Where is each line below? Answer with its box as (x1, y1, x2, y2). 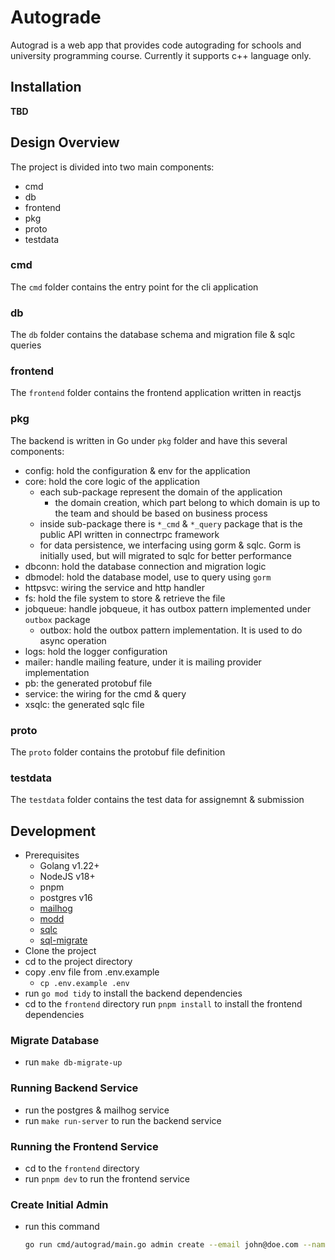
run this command (24, 1221, 100, 1233)
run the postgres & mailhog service (24, 1104, 170, 1116)
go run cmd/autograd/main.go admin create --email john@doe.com (24, 1240, 299, 1250)
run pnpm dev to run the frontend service (24, 1173, 191, 1185)
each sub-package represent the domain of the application (39, 486, 283, 498)
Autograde (10, 6, 102, 29)
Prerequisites (24, 849, 80, 861)
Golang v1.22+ (39, 860, 100, 872)
